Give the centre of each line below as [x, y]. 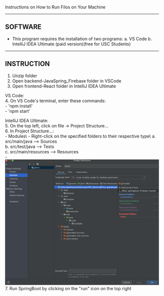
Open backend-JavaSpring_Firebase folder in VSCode [67, 81]
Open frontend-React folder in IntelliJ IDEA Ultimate [64, 86]
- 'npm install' [19, 106]
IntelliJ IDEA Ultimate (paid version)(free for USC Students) [71, 44]
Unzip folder [25, 76]
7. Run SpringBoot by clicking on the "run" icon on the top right [68, 288]
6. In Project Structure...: [30, 131]
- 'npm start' [18, 111]
